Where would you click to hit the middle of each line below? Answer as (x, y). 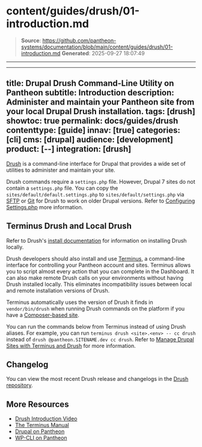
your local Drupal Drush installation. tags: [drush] (101, 111)
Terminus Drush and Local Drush (69, 226)
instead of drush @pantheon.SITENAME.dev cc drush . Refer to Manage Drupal (100, 339)
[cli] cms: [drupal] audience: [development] (90, 140)
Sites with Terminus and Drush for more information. (71, 345)
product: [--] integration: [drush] (69, 149)
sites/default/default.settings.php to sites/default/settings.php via (95, 194)
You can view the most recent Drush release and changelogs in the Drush (97, 379)
